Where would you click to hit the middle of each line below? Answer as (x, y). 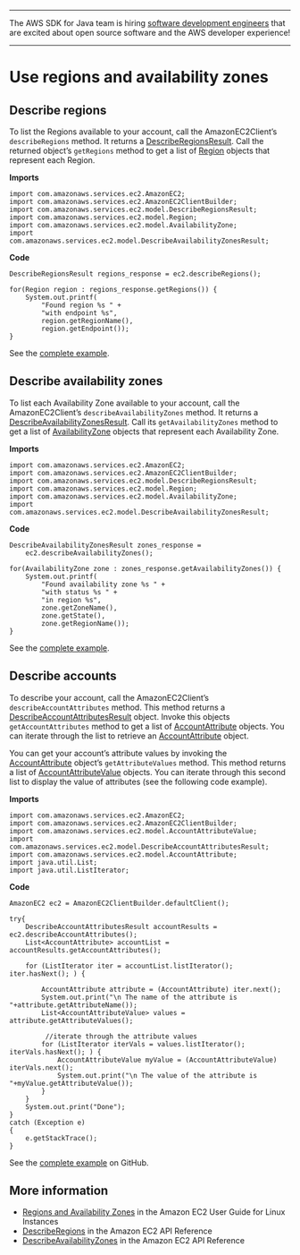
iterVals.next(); (42, 1067)
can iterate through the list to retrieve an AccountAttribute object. (129, 736)
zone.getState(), (73, 615)
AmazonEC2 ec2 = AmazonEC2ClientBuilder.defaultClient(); (119, 903)
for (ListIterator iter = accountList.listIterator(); (129, 966)
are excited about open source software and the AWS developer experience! (150, 33)
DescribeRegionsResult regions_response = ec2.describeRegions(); (135, 274)
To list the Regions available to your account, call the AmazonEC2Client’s (143, 132)
